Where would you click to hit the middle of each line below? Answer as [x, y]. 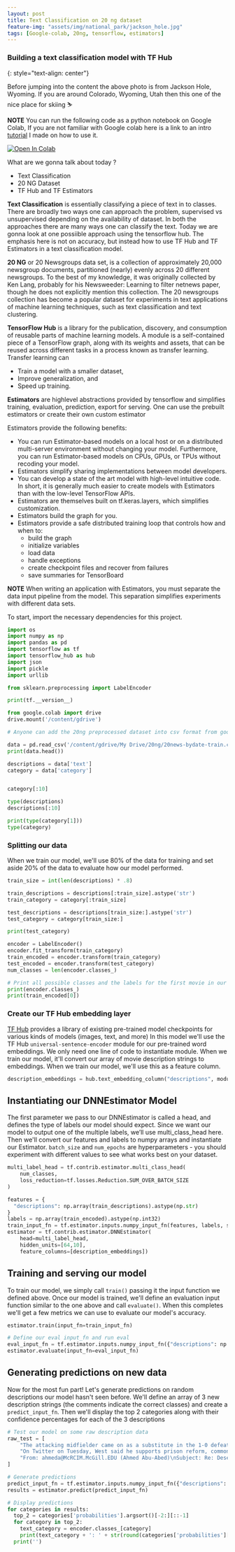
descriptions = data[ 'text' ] [50, 764]
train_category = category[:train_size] [67, 900]
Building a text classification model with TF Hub [90, 58]
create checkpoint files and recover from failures [98, 568]
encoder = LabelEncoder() [45, 944]
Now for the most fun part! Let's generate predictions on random [101, 1389]
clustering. [23, 314]
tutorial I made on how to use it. [53, 135]
